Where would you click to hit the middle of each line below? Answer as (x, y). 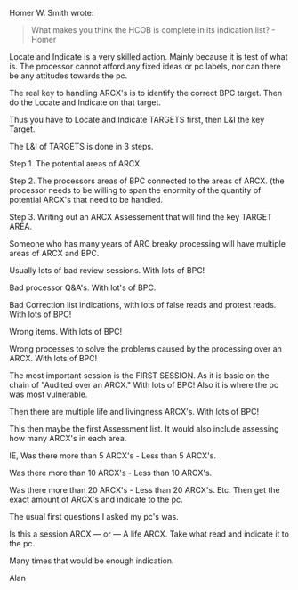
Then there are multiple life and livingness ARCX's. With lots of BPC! (134, 412)
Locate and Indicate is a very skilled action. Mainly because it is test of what (149, 57)
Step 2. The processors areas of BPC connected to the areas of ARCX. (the (147, 181)
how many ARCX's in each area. (68, 438)
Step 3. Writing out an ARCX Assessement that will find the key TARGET (141, 217)
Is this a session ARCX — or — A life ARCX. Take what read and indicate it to (149, 534)
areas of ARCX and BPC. (54, 253)
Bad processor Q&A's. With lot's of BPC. (83, 287)
